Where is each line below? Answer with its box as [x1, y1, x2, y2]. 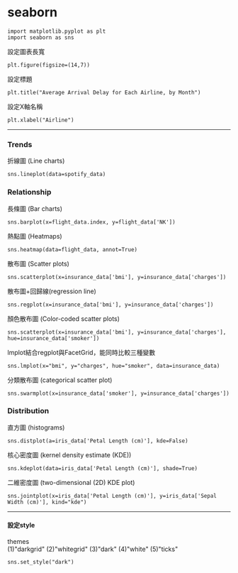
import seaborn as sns [7, 33, 74, 41]
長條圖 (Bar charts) [7, 204, 62, 213]
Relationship [7, 187, 52, 197]
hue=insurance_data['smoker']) [7, 334, 100, 342]
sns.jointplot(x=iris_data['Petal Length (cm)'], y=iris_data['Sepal [7, 492, 217, 499]
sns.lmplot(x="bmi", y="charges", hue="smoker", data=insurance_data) [7, 362, 220, 369]
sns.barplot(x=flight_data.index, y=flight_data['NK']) [7, 218, 176, 226]
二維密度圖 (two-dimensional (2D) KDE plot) [7, 478, 135, 486]
